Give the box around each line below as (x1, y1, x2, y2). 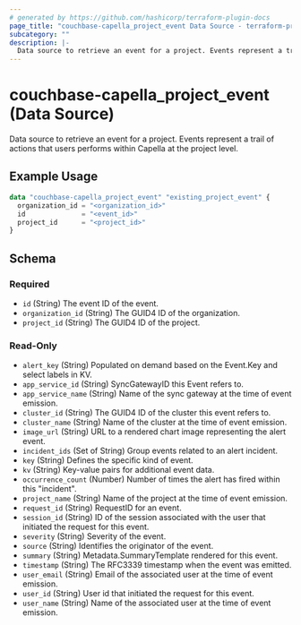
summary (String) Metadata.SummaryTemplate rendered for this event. (21, 550, 279, 561)
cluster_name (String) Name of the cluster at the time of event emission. (21, 417, 288, 428)
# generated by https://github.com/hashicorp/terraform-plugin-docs (9, 13, 271, 22)
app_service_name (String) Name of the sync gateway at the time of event (21, 389, 292, 399)
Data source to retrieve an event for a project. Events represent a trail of (9, 133, 275, 144)
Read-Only (9, 339, 58, 352)
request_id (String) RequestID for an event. (21, 502, 182, 513)
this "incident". (21, 484, 77, 494)
